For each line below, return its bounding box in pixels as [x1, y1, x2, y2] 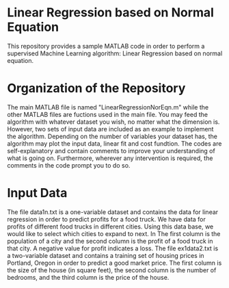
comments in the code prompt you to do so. [7, 161, 131, 169]
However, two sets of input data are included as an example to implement [7, 125, 214, 133]
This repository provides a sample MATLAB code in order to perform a [7, 42, 205, 50]
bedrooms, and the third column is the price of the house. [7, 273, 170, 281]
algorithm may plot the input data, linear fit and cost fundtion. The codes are [7, 139, 222, 148]
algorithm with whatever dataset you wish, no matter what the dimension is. [7, 118, 220, 126]
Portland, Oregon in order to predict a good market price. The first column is [7, 259, 222, 267]
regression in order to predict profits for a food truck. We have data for [7, 215, 206, 223]
